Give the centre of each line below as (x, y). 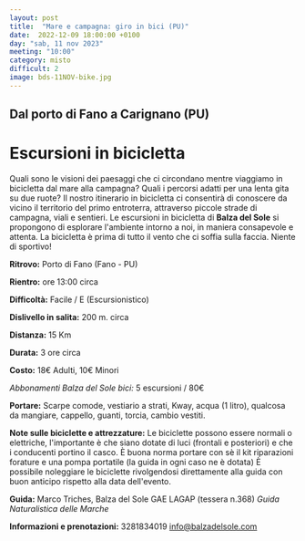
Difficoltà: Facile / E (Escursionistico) (80, 300)
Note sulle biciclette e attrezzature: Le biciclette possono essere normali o (151, 433)
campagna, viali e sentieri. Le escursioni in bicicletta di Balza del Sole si (144, 218)
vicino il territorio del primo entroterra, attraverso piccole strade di (133, 208)
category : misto (40, 60)
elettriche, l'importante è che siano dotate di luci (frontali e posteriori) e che (151, 442)
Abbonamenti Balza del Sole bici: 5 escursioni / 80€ (107, 388)
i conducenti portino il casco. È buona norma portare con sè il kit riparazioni (152, 453)
